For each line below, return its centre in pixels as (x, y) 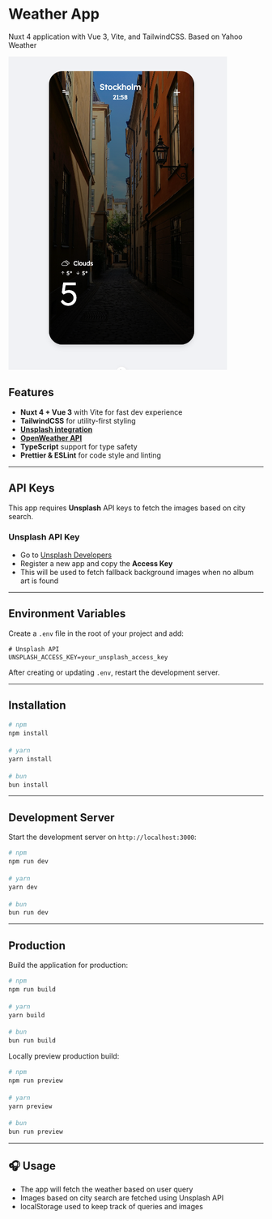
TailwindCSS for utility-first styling (78, 420)
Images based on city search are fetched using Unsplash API (122, 1198)
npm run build (32, 989)
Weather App (54, 14)
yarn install (30, 759)
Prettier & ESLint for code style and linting (91, 455)
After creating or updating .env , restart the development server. (114, 672)
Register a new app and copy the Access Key (96, 563)
